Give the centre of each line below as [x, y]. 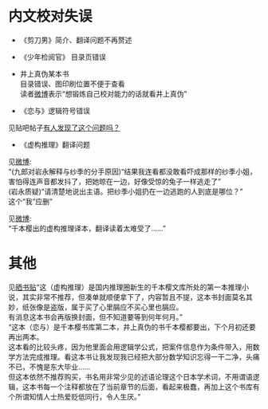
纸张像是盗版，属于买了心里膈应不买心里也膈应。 [102, 307]
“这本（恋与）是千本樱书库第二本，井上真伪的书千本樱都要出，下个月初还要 [132, 327]
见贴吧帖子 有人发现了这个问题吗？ [64, 128]
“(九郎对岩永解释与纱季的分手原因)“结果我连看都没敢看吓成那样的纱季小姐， [133, 171]
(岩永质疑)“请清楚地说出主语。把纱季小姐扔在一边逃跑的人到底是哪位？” [126, 191]
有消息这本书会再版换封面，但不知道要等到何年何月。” [96, 317]
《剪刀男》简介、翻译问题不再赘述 [76, 40]
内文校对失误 [51, 16]
